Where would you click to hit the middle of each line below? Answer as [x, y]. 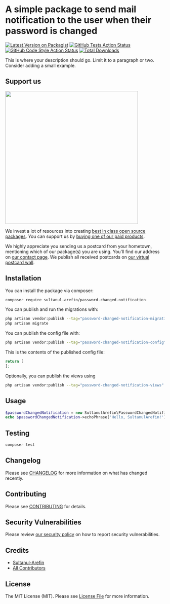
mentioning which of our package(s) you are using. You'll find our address [82, 252]
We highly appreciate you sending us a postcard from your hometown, [79, 246]
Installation [23, 278]
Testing [17, 433]
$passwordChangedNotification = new [44, 413]
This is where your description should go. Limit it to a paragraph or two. [80, 60]
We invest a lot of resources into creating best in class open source [75, 231]
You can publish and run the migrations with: [52, 309]
